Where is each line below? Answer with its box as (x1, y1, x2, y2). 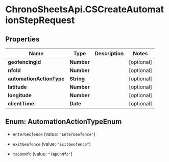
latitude (8, 83, 27, 90)
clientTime (8, 100, 35, 107)
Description (94, 50, 124, 57)
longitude (8, 92, 32, 99)
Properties (5, 35, 40, 43)
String (69, 75, 85, 82)
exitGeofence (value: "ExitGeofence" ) (12, 141, 91, 147)
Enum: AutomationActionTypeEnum (5, 118, 122, 126)
